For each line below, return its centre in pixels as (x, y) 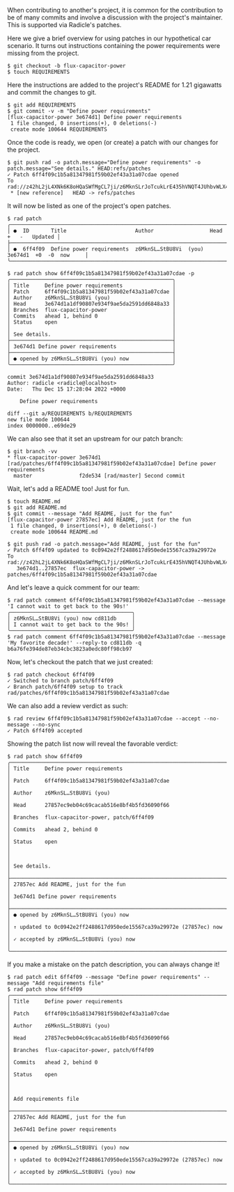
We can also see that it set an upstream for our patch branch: (95, 439)
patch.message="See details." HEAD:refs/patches (79, 168)
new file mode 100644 (39, 420)
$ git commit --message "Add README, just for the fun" (90, 514)
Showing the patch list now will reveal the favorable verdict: (93, 744)
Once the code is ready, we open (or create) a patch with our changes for (113, 142)
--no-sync (46, 725)
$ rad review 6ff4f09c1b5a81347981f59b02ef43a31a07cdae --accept (104, 719)
